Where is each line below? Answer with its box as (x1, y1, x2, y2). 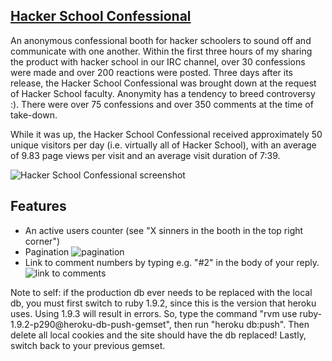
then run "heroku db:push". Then (173, 318, 310, 330)
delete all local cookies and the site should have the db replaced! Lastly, (10, 329, 307, 341)
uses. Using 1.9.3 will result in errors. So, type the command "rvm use (10, 307, 298, 319)
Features (10, 198, 67, 215)
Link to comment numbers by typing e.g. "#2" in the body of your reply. (24, 256, 320, 268)
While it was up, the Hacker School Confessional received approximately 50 (10, 128, 323, 140)
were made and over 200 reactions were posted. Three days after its (10, 66, 293, 78)
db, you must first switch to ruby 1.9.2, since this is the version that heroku (10, 297, 317, 309)
